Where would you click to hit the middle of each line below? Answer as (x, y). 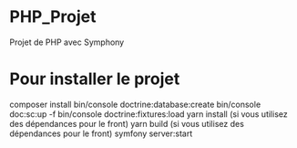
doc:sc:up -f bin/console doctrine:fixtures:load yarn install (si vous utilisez (149, 114)
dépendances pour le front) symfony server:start (101, 133)
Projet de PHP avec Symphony (67, 42)
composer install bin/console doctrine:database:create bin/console (135, 104)
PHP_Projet (53, 17)
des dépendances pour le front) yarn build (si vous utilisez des (127, 123)
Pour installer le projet (95, 79)
